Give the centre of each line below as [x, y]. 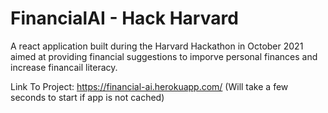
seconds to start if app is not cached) [87, 97]
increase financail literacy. [64, 67]
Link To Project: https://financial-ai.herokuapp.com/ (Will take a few [149, 86]
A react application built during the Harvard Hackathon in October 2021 [157, 46]
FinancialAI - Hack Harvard [124, 18]
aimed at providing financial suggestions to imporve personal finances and [164, 56]
